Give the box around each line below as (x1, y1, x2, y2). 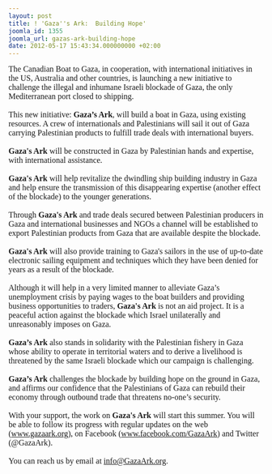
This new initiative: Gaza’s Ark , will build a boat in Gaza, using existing (8, 110, 246, 120)
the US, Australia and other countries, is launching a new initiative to (8, 74, 232, 83)
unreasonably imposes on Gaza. (8, 319, 112, 329)
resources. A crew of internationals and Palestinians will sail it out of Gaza (8, 119, 249, 129)
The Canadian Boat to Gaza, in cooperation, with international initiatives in (8, 64, 253, 74)
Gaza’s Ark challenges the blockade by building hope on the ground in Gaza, (8, 374, 261, 384)
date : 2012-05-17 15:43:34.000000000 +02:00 (8, 42, 161, 50)
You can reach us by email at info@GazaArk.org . (8, 456, 168, 466)
